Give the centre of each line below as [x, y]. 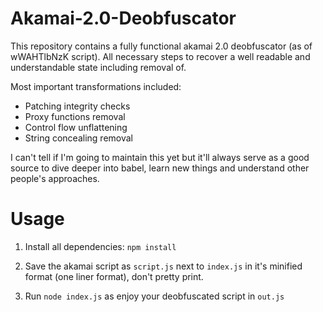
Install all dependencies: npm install [100, 246]
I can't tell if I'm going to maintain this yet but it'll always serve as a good [160, 157]
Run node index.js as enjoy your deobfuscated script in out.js [154, 296]
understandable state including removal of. [98, 67]
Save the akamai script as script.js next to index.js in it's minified [163, 266]
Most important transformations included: [96, 86]
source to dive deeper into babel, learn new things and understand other [160, 168]
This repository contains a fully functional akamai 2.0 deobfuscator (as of [161, 46]
